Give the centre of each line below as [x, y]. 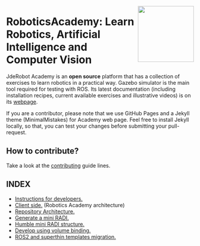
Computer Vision [49, 60]
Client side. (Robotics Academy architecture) [70, 205]
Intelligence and [47, 47]
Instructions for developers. [49, 199]
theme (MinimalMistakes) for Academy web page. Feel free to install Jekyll [98, 119]
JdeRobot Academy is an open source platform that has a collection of [93, 76]
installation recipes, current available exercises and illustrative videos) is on [99, 95]
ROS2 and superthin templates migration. [65, 236]
